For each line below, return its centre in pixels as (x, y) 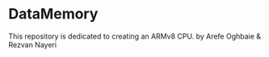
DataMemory (53, 14)
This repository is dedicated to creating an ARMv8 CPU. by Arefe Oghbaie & (134, 36)
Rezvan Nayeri (33, 44)
